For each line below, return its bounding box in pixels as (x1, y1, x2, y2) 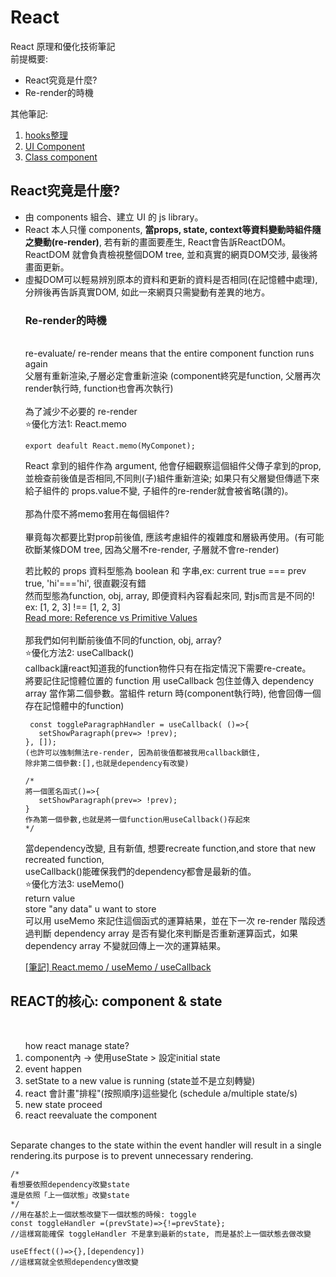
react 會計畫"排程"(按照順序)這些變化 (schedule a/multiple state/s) (24, 1087, 298, 1099)
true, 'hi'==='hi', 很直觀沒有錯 (24, 577, 147, 590)
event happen (24, 1062, 82, 1075)
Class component (24, 151, 98, 163)
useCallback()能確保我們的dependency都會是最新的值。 (24, 866, 257, 878)
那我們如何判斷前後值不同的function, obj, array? (24, 634, 222, 646)
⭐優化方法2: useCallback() (24, 647, 135, 659)
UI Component (24, 140, 86, 152)
